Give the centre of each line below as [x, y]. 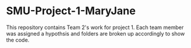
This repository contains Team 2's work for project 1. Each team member [95, 27]
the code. [18, 40]
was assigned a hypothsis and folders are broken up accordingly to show [95, 33]
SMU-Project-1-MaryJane [71, 11]
